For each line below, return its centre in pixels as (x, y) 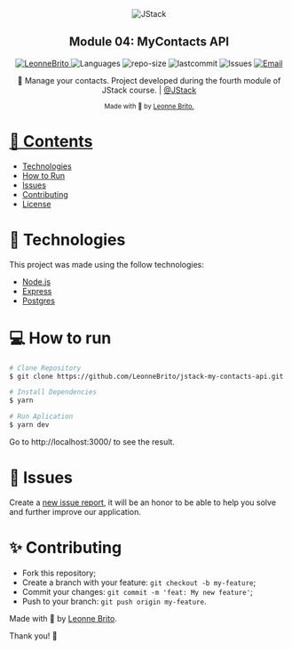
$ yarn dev (29, 425)
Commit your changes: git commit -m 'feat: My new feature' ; (137, 591)
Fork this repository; (59, 573)
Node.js (36, 281)
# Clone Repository (45, 368)
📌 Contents (51, 141)
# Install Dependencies (53, 392)
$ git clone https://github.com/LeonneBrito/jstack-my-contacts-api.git (146, 376)
